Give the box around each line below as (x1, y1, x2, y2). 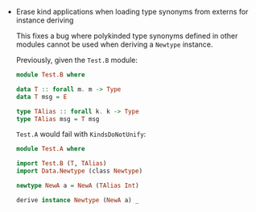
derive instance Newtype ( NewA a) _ (15, 196, 139, 204)
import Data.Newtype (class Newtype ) (15, 167, 143, 176)
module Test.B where (15, 71, 85, 79)
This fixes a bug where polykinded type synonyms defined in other (15, 31, 238, 40)
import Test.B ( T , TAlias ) (15, 160, 107, 168)
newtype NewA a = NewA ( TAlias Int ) (15, 181, 139, 189)
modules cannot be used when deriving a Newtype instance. (15, 39, 213, 49)
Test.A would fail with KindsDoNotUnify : (15, 129, 147, 139)
